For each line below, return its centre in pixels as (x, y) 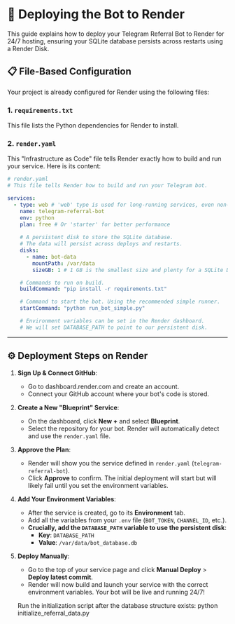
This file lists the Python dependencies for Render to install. (93, 126)
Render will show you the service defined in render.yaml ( (111, 463)
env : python (37, 218)
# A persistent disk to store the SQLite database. (97, 238)
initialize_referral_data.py (53, 613)
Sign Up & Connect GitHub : (57, 373)
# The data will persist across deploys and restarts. (101, 244)
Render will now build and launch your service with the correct (118, 584)
